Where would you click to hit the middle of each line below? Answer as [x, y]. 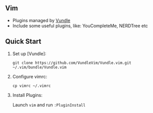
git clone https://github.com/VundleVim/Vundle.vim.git [72, 63]
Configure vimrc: [30, 76]
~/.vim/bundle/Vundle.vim [39, 67]
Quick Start [23, 41]
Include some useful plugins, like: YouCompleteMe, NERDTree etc [80, 26]
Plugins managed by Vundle [41, 20]
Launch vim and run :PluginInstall [49, 104]
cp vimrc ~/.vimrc [31, 86]
